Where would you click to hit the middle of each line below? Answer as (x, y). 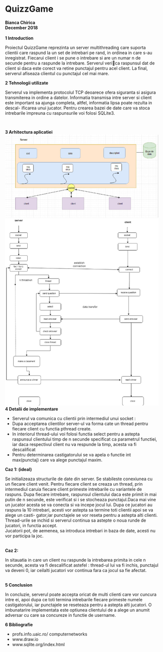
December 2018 (21, 27)
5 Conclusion (19, 585)
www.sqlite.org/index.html (38, 645)
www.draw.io (25, 639)
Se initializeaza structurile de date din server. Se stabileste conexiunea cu (79, 479)
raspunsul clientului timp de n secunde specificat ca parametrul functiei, (84, 439)
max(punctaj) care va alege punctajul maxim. (57, 460)
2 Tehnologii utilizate (27, 83)
